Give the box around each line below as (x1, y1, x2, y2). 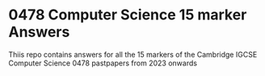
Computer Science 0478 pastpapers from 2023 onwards (8, 58, 198, 68)
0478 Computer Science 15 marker (8, 6, 247, 24)
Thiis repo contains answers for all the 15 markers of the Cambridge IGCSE (8, 49, 258, 59)
